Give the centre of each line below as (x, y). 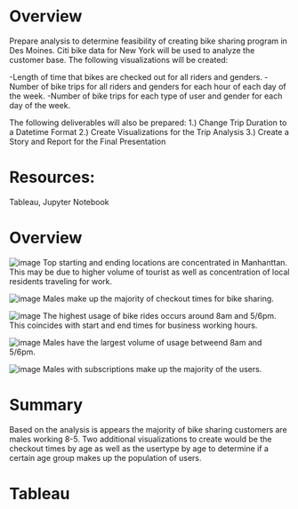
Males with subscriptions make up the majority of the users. (153, 369)
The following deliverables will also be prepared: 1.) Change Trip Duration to (148, 123)
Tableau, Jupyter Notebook (59, 202)
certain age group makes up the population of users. (105, 457)
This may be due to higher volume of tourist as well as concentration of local (149, 272)
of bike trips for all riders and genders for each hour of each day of (164, 86)
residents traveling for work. (61, 281)
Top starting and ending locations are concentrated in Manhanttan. (165, 262)
